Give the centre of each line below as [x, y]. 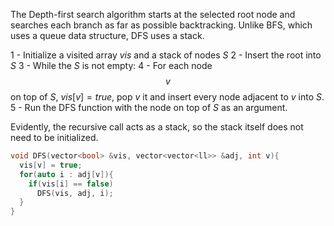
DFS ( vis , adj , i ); [75, 193]
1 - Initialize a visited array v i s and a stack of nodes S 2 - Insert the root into [166, 55]
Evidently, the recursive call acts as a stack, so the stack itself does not [157, 127]
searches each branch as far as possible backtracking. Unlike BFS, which [161, 25]
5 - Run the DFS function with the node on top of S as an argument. [149, 107]
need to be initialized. [54, 137]
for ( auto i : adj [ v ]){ [66, 174]
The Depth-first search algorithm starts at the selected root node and [153, 14]
